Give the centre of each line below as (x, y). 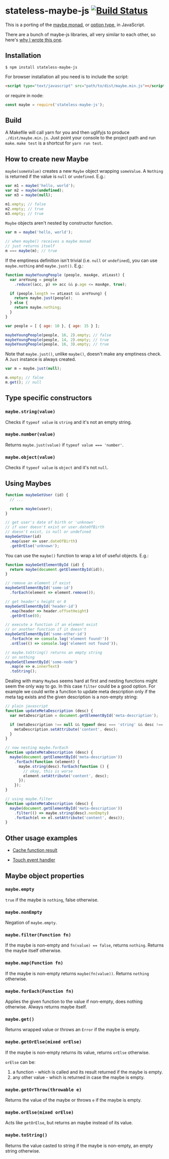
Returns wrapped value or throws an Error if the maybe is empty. (73, 1030)
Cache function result (35, 850)
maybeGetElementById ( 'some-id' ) (39, 588)
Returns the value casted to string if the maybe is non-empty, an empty (79, 1145)
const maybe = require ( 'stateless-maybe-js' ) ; (55, 105)
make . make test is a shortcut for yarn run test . (54, 143)
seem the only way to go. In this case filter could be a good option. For (80, 686)
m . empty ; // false (24, 378)
